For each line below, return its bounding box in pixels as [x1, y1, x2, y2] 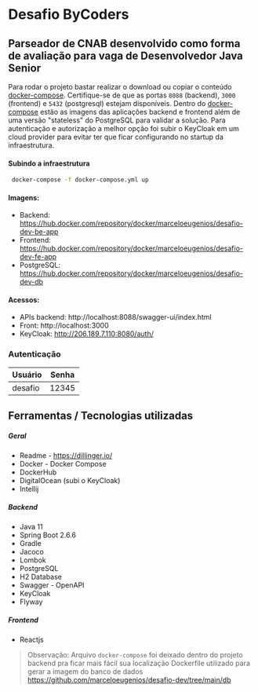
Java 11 [19, 522, 43, 532]
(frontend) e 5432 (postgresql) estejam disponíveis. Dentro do [8, 99, 206, 108]
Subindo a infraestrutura [8, 159, 90, 168]
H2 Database [19, 572, 63, 582]
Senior [8, 61, 42, 75]
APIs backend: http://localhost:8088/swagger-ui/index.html [19, 313, 212, 322]
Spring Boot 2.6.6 [19, 530, 77, 540]
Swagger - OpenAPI [19, 580, 85, 590]
